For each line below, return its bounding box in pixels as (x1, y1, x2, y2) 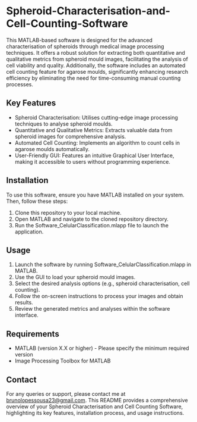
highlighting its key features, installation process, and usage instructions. (6, 410, 185, 416)
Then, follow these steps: (6, 198, 68, 205)
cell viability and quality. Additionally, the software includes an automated (6, 61, 186, 69)
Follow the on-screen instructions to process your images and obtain (14, 293, 183, 300)
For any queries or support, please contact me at (6, 390, 126, 397)
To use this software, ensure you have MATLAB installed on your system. (6, 191, 185, 198)
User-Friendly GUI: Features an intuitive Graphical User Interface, (14, 152, 174, 159)
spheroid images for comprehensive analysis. (14, 133, 126, 140)
